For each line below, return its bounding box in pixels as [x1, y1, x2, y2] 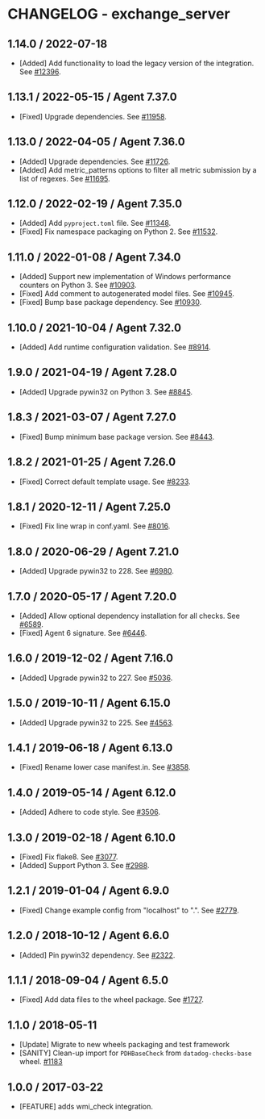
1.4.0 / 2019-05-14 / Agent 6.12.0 [7, 786, 176, 800]
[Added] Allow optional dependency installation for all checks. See [19, 611, 241, 620]
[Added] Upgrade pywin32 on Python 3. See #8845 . [19, 386, 193, 396]
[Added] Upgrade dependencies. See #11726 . [19, 157, 171, 166]
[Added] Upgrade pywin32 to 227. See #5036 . [19, 673, 173, 683]
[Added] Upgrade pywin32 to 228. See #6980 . [19, 566, 175, 576]
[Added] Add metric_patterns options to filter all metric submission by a [19, 165, 257, 174]
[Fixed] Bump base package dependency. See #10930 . [19, 298, 202, 307]
